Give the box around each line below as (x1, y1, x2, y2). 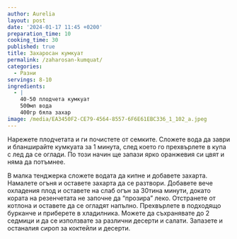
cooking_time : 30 (7, 37, 59, 44)
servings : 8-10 (7, 76, 52, 83)
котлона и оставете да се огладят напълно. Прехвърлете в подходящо (7, 201, 221, 209)
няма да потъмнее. (7, 157, 66, 166)
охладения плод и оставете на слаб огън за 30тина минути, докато (7, 186, 211, 194)
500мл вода (20, 103, 52, 110)
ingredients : (7, 83, 46, 90)
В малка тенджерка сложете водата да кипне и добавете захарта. (7, 171, 208, 180)
